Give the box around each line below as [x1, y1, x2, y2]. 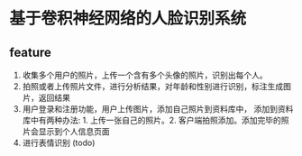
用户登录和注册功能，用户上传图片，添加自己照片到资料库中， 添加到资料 [22, 104, 294, 114]
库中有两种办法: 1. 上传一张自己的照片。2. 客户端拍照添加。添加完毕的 [22, 115, 281, 125]
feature [9, 44, 52, 60]
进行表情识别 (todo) [22, 137, 96, 148]
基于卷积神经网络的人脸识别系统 [9, 8, 247, 29]
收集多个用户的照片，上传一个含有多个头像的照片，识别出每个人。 [22, 69, 268, 80]
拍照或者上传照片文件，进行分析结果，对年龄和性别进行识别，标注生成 [22, 81, 284, 91]
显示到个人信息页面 [38, 126, 110, 136]
